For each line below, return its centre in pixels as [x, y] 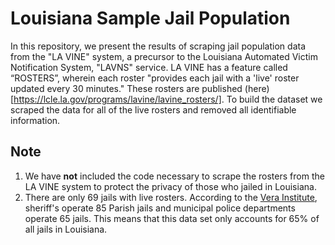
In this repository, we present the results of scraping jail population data [158, 46]
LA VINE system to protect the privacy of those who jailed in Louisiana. [170, 186]
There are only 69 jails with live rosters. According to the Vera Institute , [171, 197]
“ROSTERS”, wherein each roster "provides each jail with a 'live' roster [155, 78]
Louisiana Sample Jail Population [150, 18]
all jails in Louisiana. [66, 229]
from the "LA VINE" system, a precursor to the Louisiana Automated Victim [164, 56]
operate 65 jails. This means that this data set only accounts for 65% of [172, 218]
